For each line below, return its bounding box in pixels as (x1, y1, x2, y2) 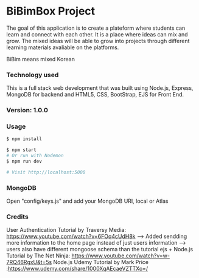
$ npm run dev (6, 158, 43, 164)
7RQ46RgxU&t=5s (6, 259, 52, 266)
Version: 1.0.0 (6, 106, 49, 115)
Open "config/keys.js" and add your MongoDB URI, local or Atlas (6, 197, 169, 205)
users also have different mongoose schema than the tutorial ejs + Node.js (6, 246, 194, 253)
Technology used (6, 70, 59, 79)
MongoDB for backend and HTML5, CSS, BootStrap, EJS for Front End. (6, 91, 184, 98)
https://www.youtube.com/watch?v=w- (71, 252, 170, 259)
